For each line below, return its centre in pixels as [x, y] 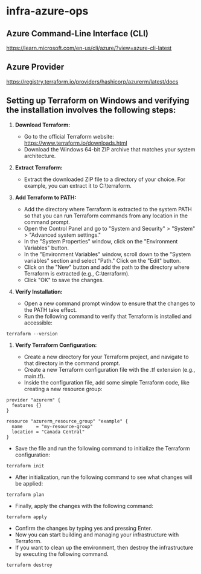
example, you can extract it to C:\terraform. [78, 185]
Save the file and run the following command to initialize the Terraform [102, 448]
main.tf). [34, 376]
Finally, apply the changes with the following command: [84, 506]
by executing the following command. [62, 554]
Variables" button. [46, 248]
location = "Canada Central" [48, 432]
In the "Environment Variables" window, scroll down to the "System [107, 254]
